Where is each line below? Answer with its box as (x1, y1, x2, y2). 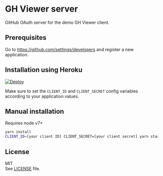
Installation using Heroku (5, 66, 82, 74)
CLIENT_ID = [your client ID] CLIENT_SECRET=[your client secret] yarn (5, 134, 149, 139)
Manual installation (5, 107, 65, 115)
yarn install (5, 130, 32, 135)
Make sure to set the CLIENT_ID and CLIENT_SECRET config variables (5, 88, 138, 94)
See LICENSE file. (5, 165, 40, 171)
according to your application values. (5, 93, 79, 99)
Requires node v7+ (5, 120, 43, 126)
